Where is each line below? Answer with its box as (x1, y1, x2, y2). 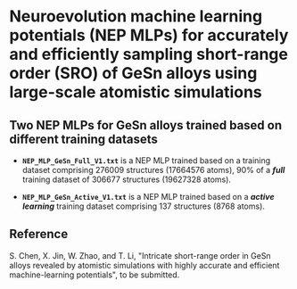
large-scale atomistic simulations (9, 82, 263, 103)
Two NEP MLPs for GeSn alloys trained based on (9, 118, 283, 133)
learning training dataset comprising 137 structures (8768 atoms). (21, 201, 266, 211)
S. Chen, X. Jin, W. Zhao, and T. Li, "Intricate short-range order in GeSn (9, 250, 271, 260)
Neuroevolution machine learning (9, 6, 263, 27)
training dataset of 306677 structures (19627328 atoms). (21, 174, 232, 185)
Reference (9, 227, 69, 242)
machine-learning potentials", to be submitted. (9, 269, 180, 280)
